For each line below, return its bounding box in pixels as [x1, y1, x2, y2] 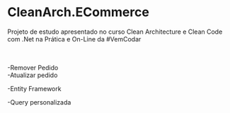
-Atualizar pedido [7, 71, 58, 79]
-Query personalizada [7, 98, 71, 106]
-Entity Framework [7, 84, 62, 93]
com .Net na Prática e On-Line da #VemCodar [7, 34, 142, 43]
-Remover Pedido [7, 63, 59, 72]
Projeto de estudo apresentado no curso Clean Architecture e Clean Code [7, 27, 223, 36]
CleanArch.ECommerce [7, 4, 150, 20]
